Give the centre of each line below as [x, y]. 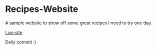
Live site [14, 32]
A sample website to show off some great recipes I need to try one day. [79, 23]
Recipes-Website [42, 9]
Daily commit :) [21, 42]
